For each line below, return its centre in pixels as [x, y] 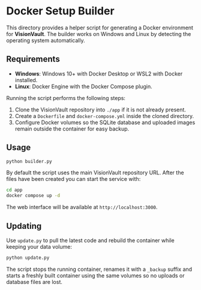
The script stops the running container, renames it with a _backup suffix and [99, 269]
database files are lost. [34, 282]
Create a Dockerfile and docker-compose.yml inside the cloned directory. [104, 116]
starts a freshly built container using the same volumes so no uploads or [95, 275]
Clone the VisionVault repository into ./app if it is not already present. [100, 110]
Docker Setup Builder [61, 11]
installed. [26, 80]
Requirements [33, 59]
